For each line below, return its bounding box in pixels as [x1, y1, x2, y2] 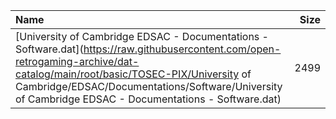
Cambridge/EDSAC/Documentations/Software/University [15, 80, 283, 93]
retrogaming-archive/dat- [15, 55, 140, 68]
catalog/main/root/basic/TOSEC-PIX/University [15, 67, 240, 81]
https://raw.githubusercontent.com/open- [83, 42, 282, 56]
